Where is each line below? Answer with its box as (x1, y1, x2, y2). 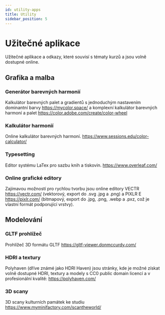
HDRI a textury (5, 254, 41, 261)
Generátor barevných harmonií (5, 88, 81, 95)
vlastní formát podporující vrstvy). (5, 201, 74, 207)
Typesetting (5, 151, 35, 158)
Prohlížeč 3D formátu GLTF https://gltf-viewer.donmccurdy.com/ (5, 242, 137, 247)
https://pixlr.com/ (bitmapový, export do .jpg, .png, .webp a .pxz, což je (5, 196, 150, 202)
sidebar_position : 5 (5, 16, 48, 21)
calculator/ (5, 139, 27, 144)
